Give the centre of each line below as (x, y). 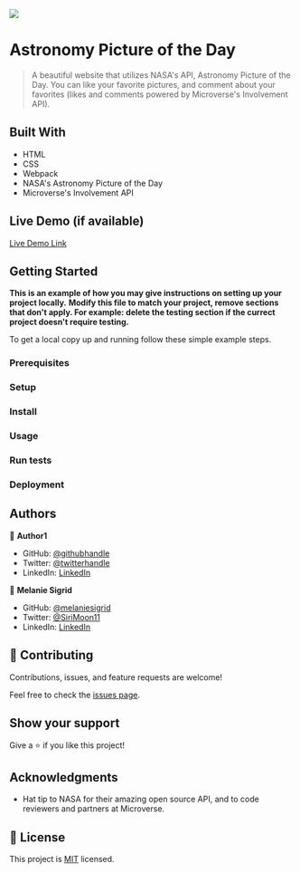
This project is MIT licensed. (62, 859)
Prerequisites (39, 363)
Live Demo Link (38, 243)
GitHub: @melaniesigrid (66, 608)
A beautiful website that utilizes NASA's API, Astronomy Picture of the (161, 75)
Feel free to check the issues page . (75, 695)
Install (23, 412)
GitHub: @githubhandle (66, 553)
